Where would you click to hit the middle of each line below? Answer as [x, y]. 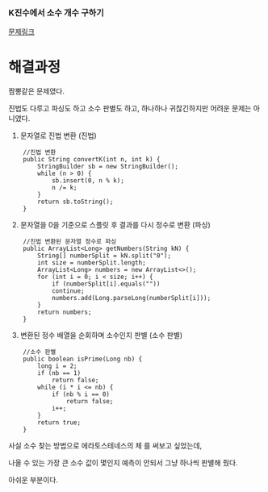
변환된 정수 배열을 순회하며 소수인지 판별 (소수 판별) [101, 336]
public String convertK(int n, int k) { [92, 160]
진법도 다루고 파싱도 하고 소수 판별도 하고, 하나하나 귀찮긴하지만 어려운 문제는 [130, 108]
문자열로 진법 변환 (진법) [58, 136]
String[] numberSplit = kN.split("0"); [105, 256]
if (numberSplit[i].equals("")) [106, 284]
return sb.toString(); [75, 202]
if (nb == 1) [59, 373]
